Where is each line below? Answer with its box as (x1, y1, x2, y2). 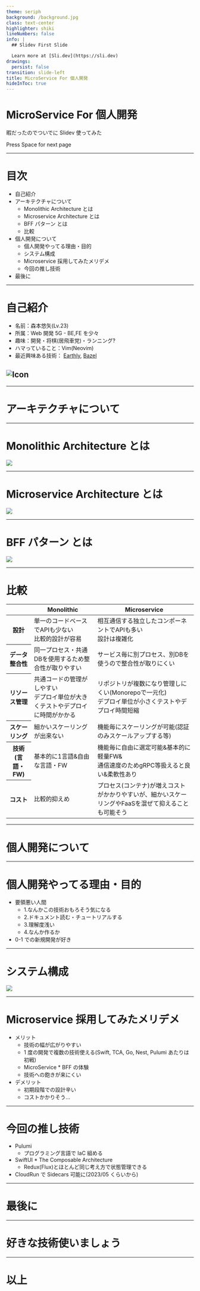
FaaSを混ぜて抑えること (121, 799, 189, 808)
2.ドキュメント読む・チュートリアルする (23, 913, 123, 921)
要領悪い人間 (14, 899, 46, 906)
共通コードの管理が (33, 675, 88, 683)
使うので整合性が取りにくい (97, 660, 175, 668)
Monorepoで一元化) (111, 688, 167, 697)
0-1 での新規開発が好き (14, 936, 71, 943)
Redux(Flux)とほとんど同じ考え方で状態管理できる (23, 1163, 148, 1171)
